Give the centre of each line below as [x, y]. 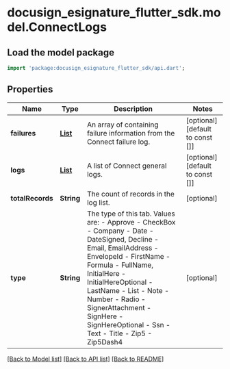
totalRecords [32, 198]
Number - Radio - [116, 299]
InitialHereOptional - [120, 282]
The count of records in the [130, 194]
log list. [98, 202]
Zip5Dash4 [105, 342]
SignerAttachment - [119, 307]
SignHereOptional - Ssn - [129, 325]
